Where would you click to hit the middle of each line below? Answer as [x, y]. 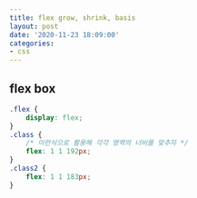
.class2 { [28, 169]
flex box [33, 89]
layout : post [34, 26]
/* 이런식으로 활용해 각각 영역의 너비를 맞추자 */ [107, 143]
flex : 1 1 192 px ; [59, 152]
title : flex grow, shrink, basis [73, 18]
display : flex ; [54, 118]
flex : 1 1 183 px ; [59, 177]
